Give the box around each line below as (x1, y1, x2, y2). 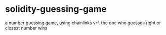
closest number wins (5, 25, 48, 31)
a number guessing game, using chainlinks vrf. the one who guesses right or (5, 20, 161, 26)
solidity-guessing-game (5, 3, 107, 15)
